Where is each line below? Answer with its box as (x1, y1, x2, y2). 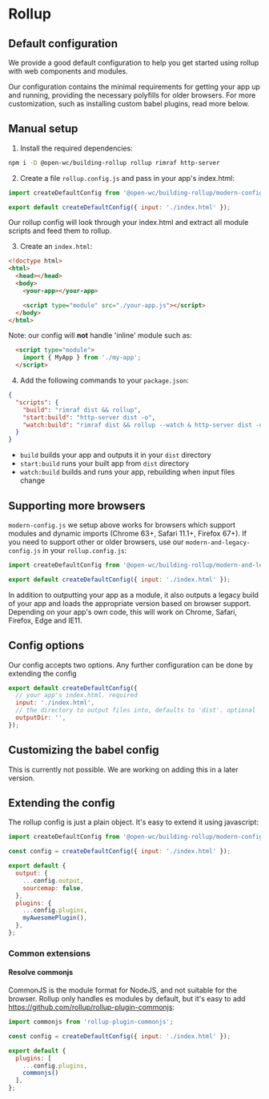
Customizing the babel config (8, 744, 159, 757)
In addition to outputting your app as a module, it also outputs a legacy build (8, 590, 259, 600)
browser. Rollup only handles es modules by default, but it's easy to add (8, 994, 246, 1004)
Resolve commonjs (8, 968, 74, 977)
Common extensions (8, 948, 90, 959)
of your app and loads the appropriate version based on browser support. (8, 598, 251, 608)
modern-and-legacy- (185, 539, 251, 547)
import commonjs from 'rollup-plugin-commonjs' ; (8, 1018, 174, 1026)
